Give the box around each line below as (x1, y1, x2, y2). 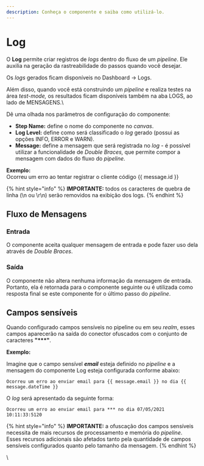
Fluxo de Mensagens (6, 209, 87, 219)
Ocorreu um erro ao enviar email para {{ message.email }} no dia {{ (6, 379, 187, 385)
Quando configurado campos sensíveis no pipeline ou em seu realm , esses (6, 324, 195, 331)
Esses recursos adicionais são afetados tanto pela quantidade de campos (6, 435, 192, 443)
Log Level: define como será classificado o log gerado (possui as (15, 129, 180, 136)
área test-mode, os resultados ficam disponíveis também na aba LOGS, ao (6, 92, 193, 100)
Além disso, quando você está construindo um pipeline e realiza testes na (6, 86, 192, 93)
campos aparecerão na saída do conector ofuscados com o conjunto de (6, 330, 188, 338)
